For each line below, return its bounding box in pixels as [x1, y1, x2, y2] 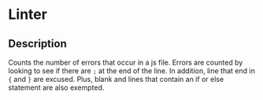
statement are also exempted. [8, 83, 105, 92]
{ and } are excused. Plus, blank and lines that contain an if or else [8, 75, 224, 83]
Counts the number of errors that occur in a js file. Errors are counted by [8, 57, 243, 67]
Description [8, 37, 67, 50]
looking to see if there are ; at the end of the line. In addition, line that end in [8, 66, 256, 76]
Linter [8, 6, 47, 24]
